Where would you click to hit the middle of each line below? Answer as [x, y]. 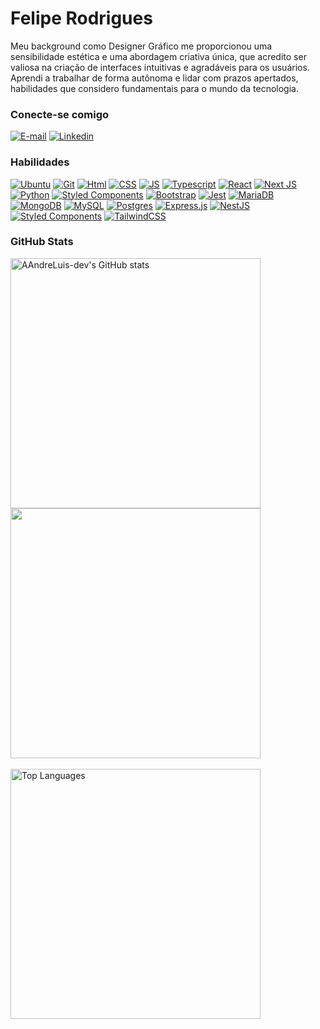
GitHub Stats [42, 242]
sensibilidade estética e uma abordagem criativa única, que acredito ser [158, 56]
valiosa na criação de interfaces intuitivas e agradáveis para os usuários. [160, 67]
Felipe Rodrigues [81, 18]
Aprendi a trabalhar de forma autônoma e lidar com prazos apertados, [154, 78]
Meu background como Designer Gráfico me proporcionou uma [141, 46]
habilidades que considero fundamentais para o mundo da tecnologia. [154, 88]
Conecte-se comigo [60, 114]
